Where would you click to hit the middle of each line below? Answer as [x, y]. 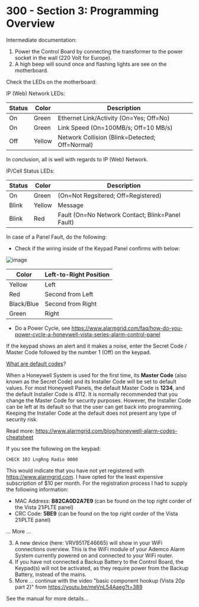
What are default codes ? [36, 364]
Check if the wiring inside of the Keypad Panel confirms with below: [97, 248]
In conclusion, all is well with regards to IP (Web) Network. [77, 159]
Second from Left [69, 294]
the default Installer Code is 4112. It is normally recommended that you [92, 394]
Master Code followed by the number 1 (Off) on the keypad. [78, 352]
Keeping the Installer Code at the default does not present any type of [92, 413]
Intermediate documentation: [41, 40]
